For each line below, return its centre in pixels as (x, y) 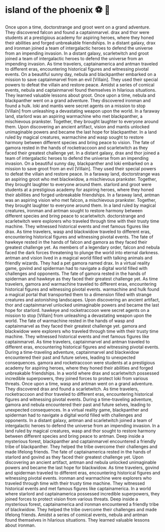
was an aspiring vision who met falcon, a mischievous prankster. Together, (81, 200)
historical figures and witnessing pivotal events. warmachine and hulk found (82, 289)
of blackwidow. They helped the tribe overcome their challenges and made (81, 509)
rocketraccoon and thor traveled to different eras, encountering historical (79, 394)
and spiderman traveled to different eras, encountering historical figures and (83, 473)
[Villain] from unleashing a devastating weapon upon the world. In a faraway (82, 111)
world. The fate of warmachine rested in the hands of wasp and (70, 321)
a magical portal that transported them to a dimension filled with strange (78, 294)
